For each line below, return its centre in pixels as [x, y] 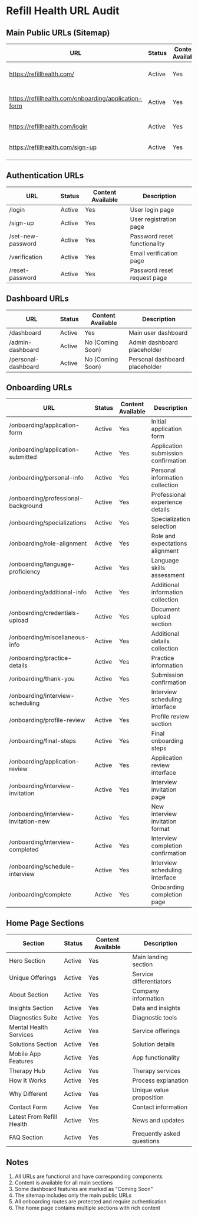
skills [158, 568]
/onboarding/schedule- [42, 866]
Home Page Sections [45, 923]
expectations [169, 543]
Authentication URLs [45, 176]
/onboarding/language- [42, 564]
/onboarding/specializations [48, 523]
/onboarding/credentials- [44, 613]
